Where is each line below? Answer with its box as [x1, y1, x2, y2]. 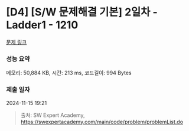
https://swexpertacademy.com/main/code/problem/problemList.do [20, 118, 184, 125]
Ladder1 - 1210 [6, 18, 79, 32]
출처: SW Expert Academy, [20, 112, 85, 119]
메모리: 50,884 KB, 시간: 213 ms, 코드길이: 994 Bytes [6, 69, 132, 77]
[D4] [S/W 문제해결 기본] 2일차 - [6, 5, 158, 19]
